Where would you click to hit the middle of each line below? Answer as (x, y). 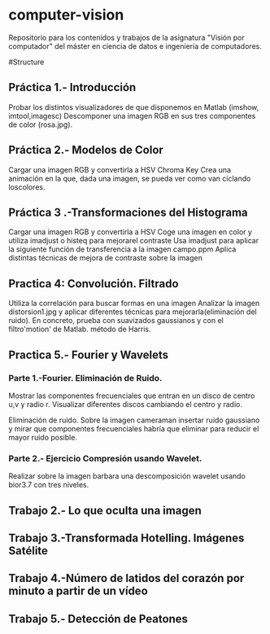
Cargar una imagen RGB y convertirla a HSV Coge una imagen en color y (130, 232)
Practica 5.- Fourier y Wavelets (89, 354)
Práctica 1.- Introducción (72, 87)
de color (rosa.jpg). (41, 125)
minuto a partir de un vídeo (78, 591)
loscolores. (27, 187)
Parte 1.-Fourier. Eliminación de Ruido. (85, 378)
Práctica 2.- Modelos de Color (86, 150)
